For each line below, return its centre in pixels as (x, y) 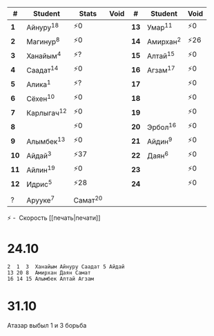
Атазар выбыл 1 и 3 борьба (47, 326)
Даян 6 (158, 155)
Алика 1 (39, 84)
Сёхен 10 (41, 98)
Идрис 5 (39, 184)
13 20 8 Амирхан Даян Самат (49, 273)
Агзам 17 (161, 69)
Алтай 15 (161, 55)
